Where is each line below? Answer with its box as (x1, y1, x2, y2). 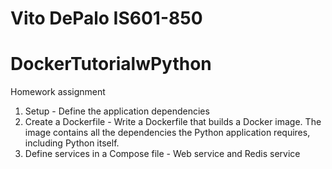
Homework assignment (10, 86, 106, 98)
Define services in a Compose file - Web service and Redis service (24, 148, 301, 160)
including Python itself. (24, 137, 120, 149)
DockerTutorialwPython (10, 53, 212, 76)
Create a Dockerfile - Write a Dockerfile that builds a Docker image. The (24, 116, 322, 128)
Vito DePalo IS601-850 (10, 7, 203, 30)
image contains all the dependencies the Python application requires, (24, 127, 311, 139)
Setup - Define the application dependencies (24, 105, 210, 117)
